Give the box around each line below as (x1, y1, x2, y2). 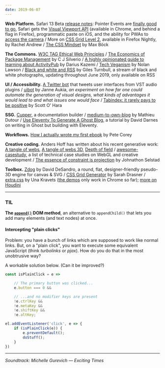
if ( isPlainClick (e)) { (14, 326, 63, 331)
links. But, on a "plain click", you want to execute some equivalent (5, 242, 138, 248)
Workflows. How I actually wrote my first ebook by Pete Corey (5, 131, 132, 137)
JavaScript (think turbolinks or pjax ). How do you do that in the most (5, 248, 144, 254)
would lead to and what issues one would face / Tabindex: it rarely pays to (5, 97, 156, 103)
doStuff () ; (23, 335, 45, 340)
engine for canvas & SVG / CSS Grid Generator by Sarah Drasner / (12, 171, 146, 177)
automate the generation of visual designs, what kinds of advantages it (5, 92, 150, 98)
